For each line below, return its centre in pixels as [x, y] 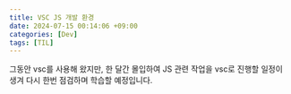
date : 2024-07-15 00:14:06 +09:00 [74, 26]
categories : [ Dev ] [43, 34]
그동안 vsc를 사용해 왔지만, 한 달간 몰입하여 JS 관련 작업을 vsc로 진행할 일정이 [146, 69]
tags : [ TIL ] [31, 43]
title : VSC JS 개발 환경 [52, 17]
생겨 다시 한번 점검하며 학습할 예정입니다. [81, 81]
